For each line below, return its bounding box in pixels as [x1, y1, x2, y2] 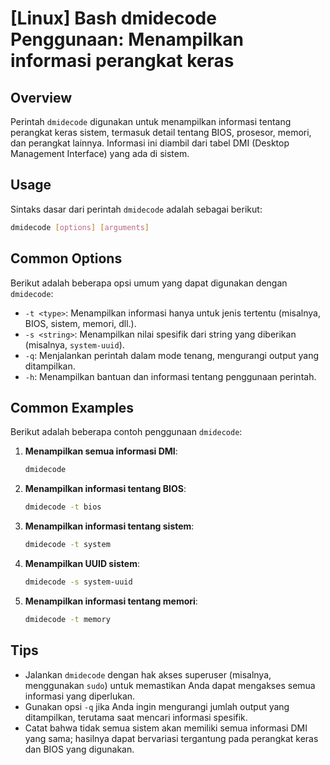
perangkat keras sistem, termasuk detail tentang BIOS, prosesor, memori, [10, 127, 312, 138]
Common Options [10, 250, 123, 267]
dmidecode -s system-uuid [24, 577, 133, 587]
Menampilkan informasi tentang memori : [24, 595, 198, 607]
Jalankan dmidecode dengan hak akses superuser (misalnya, [24, 668, 272, 681]
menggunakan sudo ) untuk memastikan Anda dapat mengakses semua [24, 679, 316, 691]
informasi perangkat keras [10, 50, 235, 72]
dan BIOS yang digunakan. [24, 743, 135, 755]
